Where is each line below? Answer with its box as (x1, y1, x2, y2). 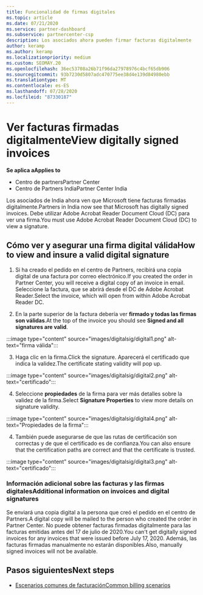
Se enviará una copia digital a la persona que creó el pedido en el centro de (6, 508, 196, 516)
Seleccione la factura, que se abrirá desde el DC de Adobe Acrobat (15, 285, 184, 293)
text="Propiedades (6, 421, 53, 428)
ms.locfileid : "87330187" (6, 94, 72, 100)
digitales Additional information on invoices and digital (6, 487, 170, 496)
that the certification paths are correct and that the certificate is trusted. (15, 446, 196, 453)
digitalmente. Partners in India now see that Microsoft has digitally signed (6, 203, 188, 211)
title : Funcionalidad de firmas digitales (6, 9, 115, 15)
